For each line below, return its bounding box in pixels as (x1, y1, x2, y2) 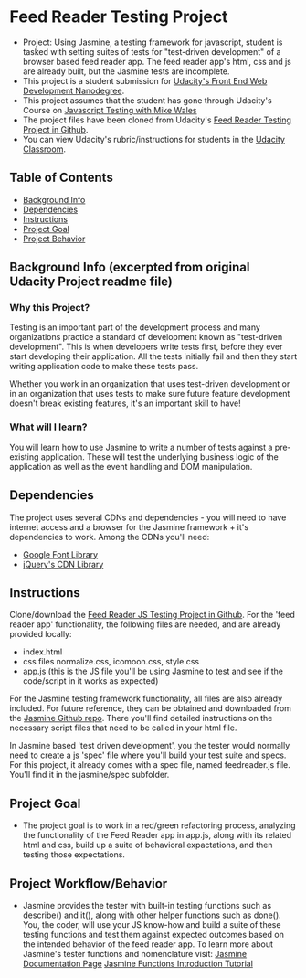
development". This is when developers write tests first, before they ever (9, 341, 283, 353)
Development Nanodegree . (22, 85, 125, 96)
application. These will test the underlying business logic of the (40, 451, 279, 462)
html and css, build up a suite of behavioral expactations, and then (22, 839, 273, 851)
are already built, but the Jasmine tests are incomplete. (22, 66, 230, 77)
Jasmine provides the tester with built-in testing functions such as (22, 899, 272, 910)
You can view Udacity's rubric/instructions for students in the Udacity (22, 133, 286, 144)
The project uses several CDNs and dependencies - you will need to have (9, 512, 287, 523)
